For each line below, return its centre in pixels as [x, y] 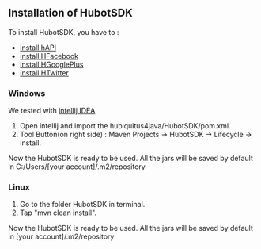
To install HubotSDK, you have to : [64, 32]
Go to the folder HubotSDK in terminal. [82, 205]
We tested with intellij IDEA [52, 111]
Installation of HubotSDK [70, 13]
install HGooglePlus [51, 64]
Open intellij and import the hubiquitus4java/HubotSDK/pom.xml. [125, 126]
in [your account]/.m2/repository [61, 236]
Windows [27, 93]
